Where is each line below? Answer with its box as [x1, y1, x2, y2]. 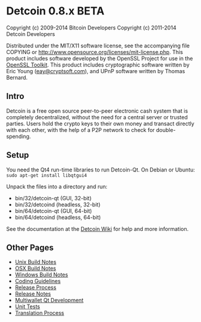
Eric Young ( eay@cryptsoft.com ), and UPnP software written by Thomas [6, 67, 185, 74]
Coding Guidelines [14, 278, 61, 285]
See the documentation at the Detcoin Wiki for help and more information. [6, 225, 189, 232]
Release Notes [14, 290, 51, 297]
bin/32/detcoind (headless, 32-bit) [14, 201, 101, 208]
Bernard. [6, 74, 28, 81]
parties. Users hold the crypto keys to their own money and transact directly [6, 120, 195, 127]
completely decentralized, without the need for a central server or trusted [6, 113, 188, 121]
